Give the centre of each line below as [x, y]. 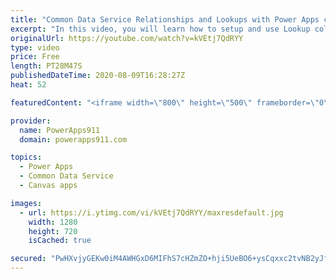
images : [26, 203]
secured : [28, 259]
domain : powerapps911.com [73, 139]
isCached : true [60, 241]
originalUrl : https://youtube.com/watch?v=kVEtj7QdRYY [127, 38]
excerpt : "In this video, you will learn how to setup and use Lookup [160, 29]
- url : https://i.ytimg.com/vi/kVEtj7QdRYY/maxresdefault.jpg [151, 212]
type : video [35, 47]
